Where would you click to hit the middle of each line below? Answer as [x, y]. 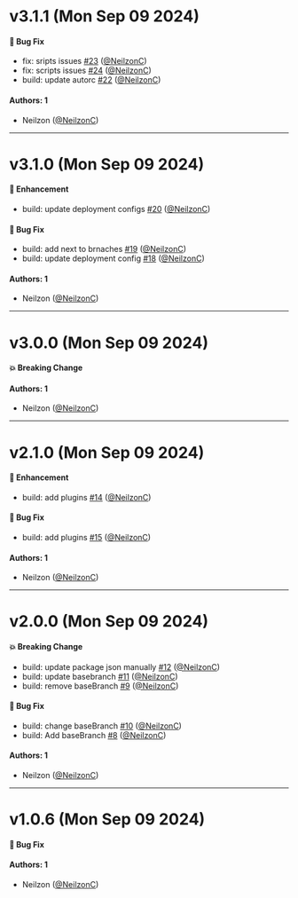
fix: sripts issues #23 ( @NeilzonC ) [85, 61]
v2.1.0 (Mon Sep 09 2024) [107, 452]
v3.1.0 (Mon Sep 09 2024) [107, 164]
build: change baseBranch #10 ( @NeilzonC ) [102, 726]
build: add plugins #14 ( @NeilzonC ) [86, 497]
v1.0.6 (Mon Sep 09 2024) [107, 819]
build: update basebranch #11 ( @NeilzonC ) [100, 676]
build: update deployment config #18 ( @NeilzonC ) [114, 258]
